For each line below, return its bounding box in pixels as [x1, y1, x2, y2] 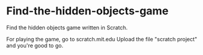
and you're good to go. [6, 42, 64, 49]
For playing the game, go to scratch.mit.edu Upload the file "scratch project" [6, 35, 198, 42]
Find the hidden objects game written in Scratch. [6, 24, 128, 31]
